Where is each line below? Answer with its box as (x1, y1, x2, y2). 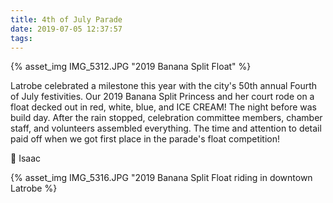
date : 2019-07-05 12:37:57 (10, 24, 123, 34)
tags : (10, 33, 33, 43)
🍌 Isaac (10, 152, 41, 165)
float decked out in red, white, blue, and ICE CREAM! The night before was (10, 101, 317, 113)
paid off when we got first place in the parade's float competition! (10, 133, 281, 145)
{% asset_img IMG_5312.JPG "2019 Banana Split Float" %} (10, 61, 252, 73)
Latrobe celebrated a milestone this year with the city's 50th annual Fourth (10, 80, 318, 92)
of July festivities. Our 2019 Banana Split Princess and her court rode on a (10, 91, 315, 103)
